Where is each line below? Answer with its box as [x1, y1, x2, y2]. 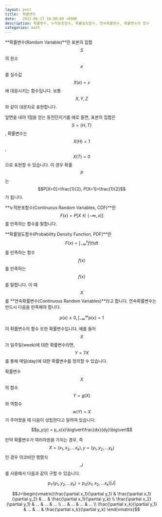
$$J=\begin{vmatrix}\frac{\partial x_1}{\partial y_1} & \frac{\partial [12, 491, 143, 496]
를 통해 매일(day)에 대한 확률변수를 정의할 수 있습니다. [5, 358, 108, 364]
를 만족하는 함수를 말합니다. [5, 221, 57, 227]
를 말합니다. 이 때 [5, 282, 38, 288]
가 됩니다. [5, 194, 23, 200]
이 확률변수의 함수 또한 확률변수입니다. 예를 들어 [5, 326, 96, 332]
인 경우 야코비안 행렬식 [5, 454, 48, 460]
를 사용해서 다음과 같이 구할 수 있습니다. [5, 470, 80, 476]
